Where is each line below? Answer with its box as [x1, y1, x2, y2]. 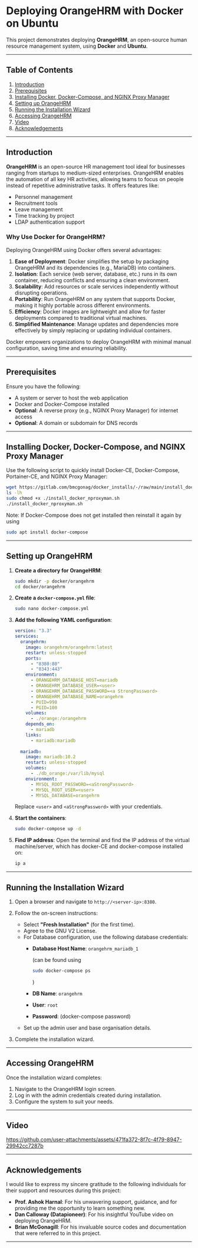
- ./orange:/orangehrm [30, 716, 87, 722]
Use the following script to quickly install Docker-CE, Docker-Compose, [6, 467, 180, 474]
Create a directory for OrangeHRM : [14, 566, 102, 574]
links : [25, 732, 42, 738]
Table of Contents [6, 65, 74, 75]
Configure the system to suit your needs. [14, 1098, 114, 1105]
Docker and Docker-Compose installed [14, 400, 110, 408]
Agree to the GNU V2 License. [23, 927, 97, 934]
